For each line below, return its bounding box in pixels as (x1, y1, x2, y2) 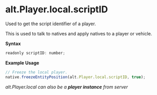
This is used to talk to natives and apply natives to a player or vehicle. (5, 30, 152, 36)
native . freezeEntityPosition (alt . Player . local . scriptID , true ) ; (5, 74, 146, 80)
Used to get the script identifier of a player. (5, 21, 96, 27)
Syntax (5, 40, 21, 47)
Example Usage (5, 60, 40, 66)
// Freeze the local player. (5, 69, 68, 75)
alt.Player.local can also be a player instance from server (5, 84, 128, 90)
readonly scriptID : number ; (5, 50, 66, 55)
